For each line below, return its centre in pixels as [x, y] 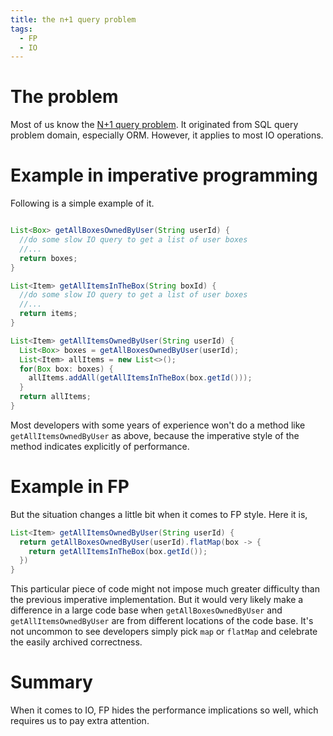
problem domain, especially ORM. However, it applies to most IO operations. [167, 135]
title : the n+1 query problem [73, 19]
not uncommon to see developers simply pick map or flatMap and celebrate [164, 632]
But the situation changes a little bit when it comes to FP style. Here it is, [159, 514]
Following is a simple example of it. [82, 203]
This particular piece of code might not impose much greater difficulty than [165, 589]
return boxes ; [48, 258]
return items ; [48, 314]
